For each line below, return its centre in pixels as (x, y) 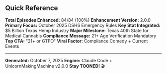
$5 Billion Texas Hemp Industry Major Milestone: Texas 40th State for (77, 30)
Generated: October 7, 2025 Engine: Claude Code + (59, 60)
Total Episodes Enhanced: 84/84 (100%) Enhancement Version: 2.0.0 (78, 20)
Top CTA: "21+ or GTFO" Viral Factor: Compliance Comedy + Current (77, 41)
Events (12, 46)
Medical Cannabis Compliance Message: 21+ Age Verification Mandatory (81, 36)
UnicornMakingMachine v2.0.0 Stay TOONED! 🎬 (55, 66)
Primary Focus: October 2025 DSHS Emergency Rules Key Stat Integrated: (83, 25)
